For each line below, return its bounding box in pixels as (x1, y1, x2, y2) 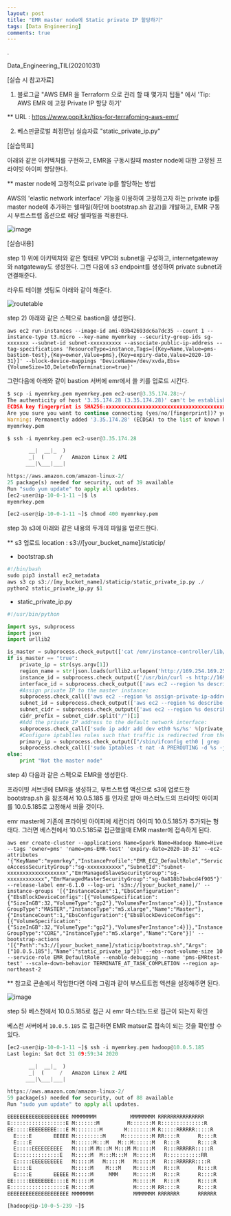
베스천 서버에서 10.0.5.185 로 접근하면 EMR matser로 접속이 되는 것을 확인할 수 (7, 1022, 222, 1030)
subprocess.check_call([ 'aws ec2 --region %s (19, 693, 153, 700)
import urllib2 (7, 636, 51, 643)
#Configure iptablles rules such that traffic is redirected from (19, 732, 214, 739)
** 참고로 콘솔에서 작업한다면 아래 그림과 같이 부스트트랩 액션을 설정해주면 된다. (7, 979, 221, 987)
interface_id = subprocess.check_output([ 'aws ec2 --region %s (19, 680, 205, 688)
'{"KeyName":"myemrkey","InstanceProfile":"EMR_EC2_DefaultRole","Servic (7, 858, 223, 865)
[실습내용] (7, 239, 34, 248)
